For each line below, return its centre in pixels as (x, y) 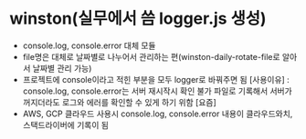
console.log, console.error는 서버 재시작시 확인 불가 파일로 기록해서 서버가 (157, 91)
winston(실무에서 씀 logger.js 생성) (138, 19)
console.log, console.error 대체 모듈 (89, 45)
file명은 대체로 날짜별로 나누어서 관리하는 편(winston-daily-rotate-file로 (151, 56)
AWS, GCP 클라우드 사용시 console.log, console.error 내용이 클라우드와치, (158, 114)
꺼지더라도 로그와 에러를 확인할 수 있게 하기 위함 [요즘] (119, 102)
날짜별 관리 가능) (62, 68)
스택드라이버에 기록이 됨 (66, 124)
